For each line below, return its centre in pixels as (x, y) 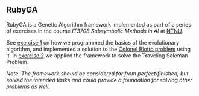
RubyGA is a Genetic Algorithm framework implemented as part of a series (99, 24)
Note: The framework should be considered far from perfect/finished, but (97, 73)
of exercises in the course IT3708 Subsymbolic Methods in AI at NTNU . (95, 31)
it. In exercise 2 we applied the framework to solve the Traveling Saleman (97, 55)
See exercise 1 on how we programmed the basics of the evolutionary (93, 42)
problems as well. (28, 86)
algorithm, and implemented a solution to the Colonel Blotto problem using (99, 49)
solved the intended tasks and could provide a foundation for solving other (99, 80)
